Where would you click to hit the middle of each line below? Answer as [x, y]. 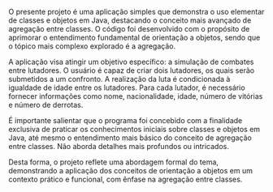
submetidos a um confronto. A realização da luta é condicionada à [119, 79]
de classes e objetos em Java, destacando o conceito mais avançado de [130, 20]
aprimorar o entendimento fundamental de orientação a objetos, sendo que [134, 37]
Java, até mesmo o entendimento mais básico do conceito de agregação [130, 138]
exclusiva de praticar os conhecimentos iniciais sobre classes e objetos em [134, 129]
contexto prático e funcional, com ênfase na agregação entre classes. [126, 179]
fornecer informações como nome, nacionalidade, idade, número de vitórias [136, 96]
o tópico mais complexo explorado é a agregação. [92, 46]
